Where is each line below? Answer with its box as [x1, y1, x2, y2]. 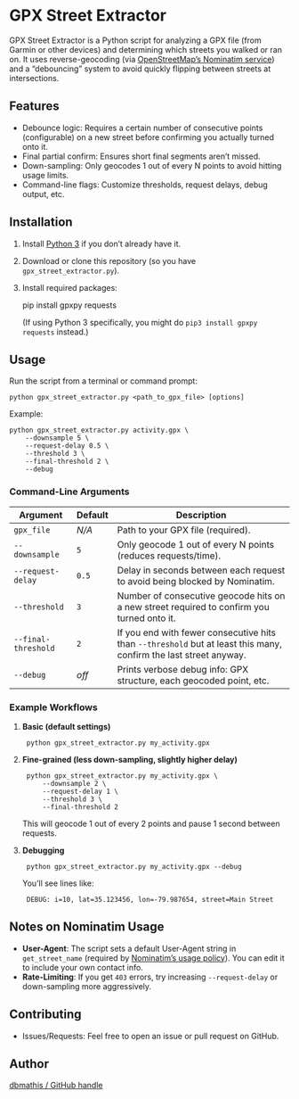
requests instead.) [21, 326, 89, 337]
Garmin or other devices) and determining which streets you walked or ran [9, 44, 283, 54]
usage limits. [21, 169, 69, 180]
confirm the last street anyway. [117, 649, 246, 661]
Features [9, 99, 60, 114]
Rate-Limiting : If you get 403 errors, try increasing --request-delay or [21, 971, 279, 982]
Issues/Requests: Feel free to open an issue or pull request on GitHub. [21, 1030, 279, 1041]
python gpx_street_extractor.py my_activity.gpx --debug [26, 862, 242, 871]
